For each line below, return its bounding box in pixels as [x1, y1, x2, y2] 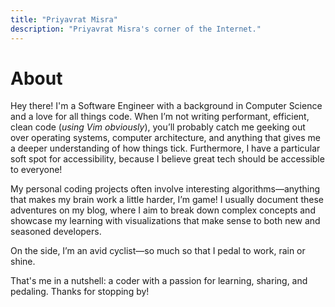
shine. [10, 256, 36, 268]
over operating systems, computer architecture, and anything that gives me [10, 132, 321, 144]
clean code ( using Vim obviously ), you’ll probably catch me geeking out [10, 121, 306, 133]
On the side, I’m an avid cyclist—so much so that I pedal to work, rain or [10, 245, 306, 257]
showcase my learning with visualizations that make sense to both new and [10, 215, 321, 227]
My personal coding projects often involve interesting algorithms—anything [10, 183, 321, 195]
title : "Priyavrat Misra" [10, 14, 118, 25]
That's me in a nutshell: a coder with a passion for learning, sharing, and [10, 275, 308, 287]
